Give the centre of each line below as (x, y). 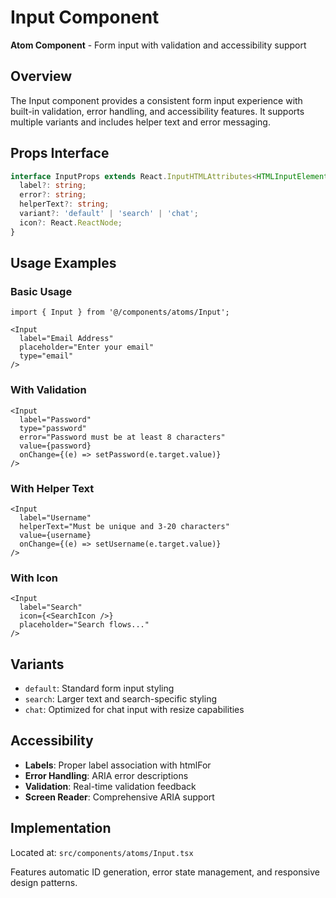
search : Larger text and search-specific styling (121, 699)
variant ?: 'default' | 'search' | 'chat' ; (109, 214)
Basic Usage (41, 291)
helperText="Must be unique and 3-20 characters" (124, 526)
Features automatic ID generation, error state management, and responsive (165, 872)
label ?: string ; (53, 186)
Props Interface (60, 153)
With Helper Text (52, 488)
